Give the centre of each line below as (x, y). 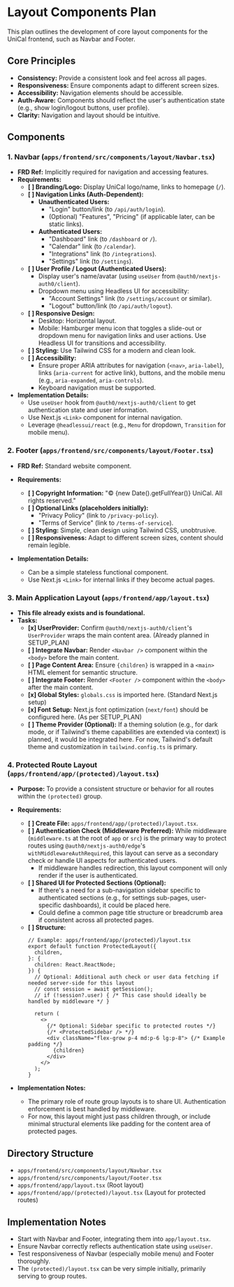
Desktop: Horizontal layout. (77, 321)
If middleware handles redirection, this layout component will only (133, 868)
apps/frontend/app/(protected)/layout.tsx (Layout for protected (111, 1193)
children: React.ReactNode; (75, 965)
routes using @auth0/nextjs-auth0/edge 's (87, 846)
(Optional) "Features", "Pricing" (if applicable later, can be (132, 217)
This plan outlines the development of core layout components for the (108, 31)
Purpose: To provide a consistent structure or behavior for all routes (116, 789)
